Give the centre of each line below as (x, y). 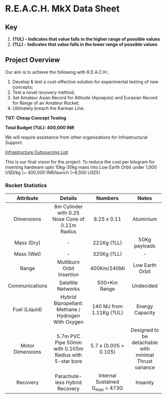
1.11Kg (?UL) (107, 313)
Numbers (107, 199)
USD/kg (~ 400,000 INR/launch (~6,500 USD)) (53, 172)
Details (68, 199)
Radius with (68, 355)
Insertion (68, 275)
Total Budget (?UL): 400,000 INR (40, 127)
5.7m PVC (68, 336)
